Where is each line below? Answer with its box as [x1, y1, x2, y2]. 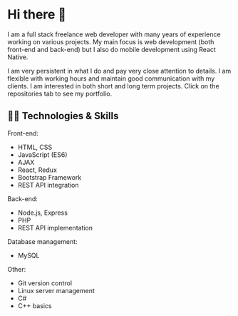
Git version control [17, 278, 73, 287]
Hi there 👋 [7, 6, 66, 23]
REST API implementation [17, 223, 93, 232]
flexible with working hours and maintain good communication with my [7, 74, 215, 83]
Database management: [7, 237, 78, 245]
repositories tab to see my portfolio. [7, 89, 113, 98]
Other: [7, 265, 26, 273]
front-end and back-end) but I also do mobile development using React [7, 45, 216, 53]
